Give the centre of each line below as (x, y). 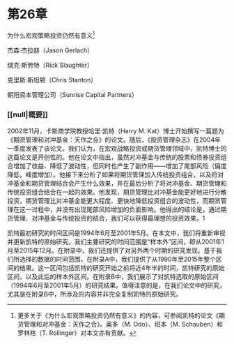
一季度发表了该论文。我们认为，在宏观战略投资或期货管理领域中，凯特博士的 (117, 148)
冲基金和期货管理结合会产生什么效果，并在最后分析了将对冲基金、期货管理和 (117, 183)
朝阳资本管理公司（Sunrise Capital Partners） (72, 94)
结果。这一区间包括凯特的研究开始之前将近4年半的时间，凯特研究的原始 (122, 268)
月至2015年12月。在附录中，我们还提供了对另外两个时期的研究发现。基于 (112, 250)
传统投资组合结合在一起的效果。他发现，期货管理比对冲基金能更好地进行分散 (117, 192)
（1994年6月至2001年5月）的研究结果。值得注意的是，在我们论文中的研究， (116, 285)
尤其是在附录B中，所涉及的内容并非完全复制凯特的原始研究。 (95, 294)
